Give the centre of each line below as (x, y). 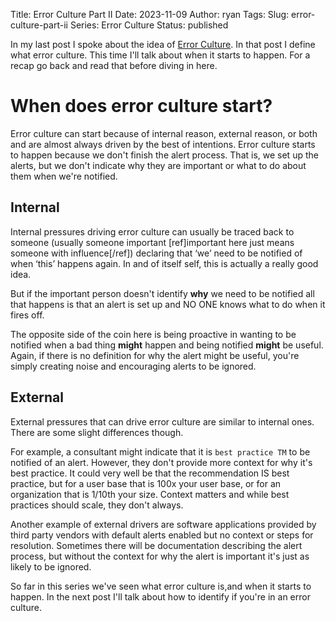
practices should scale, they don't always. (97, 505)
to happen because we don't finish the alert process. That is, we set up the (164, 155)
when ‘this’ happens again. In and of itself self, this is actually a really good (164, 263)
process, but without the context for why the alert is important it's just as (160, 556)
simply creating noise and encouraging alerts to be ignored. (133, 366)
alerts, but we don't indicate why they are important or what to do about (158, 165)
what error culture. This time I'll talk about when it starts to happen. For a (160, 55)
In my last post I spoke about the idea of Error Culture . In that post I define (163, 44)
